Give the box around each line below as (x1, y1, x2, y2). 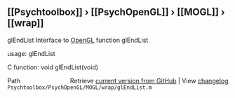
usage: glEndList (7, 49, 55, 57)
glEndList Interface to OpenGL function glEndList (7, 36, 149, 44)
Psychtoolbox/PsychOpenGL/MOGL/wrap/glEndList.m (7, 84, 152, 91)
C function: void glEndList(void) (7, 63, 99, 71)
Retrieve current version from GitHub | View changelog (69, 76, 229, 85)
